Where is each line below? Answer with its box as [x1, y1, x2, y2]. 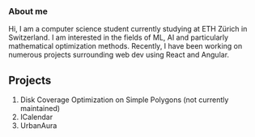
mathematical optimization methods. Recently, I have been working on [8, 41, 243, 51]
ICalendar [19, 112, 53, 122]
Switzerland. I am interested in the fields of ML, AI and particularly [8, 32, 229, 42]
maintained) [19, 104, 61, 113]
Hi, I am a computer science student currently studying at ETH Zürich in [8, 24, 248, 34]
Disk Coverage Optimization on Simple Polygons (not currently [19, 95, 229, 105]
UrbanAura [19, 121, 57, 131]
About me [8, 6, 49, 17]
